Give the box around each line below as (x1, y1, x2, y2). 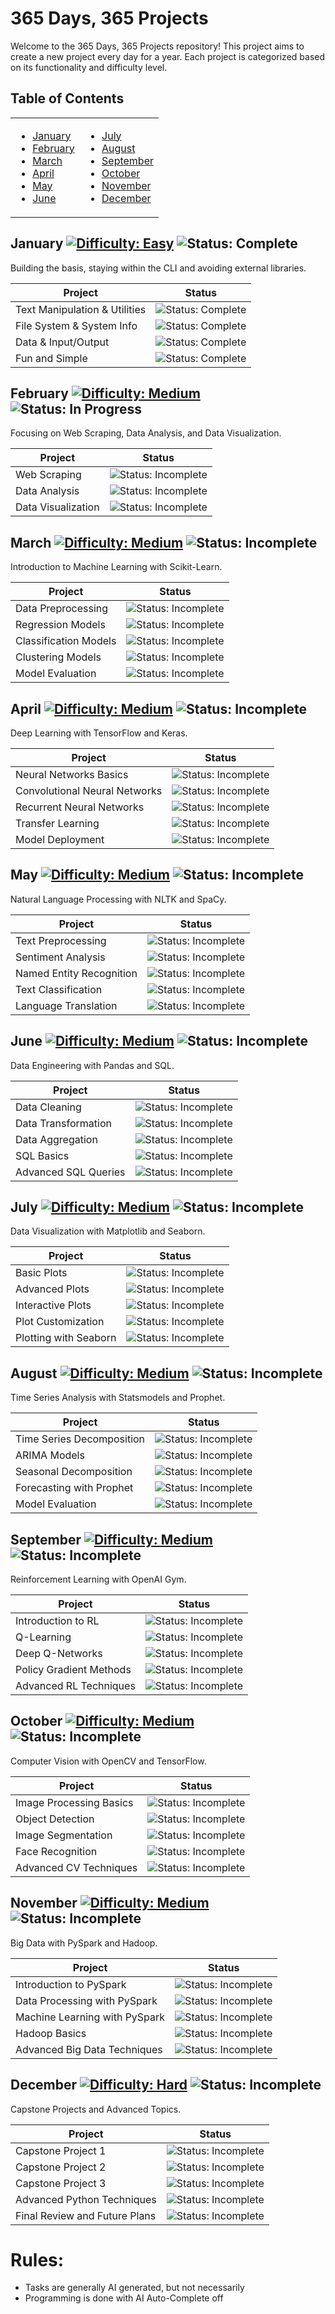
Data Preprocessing (15, 602, 109, 616)
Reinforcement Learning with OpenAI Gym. (10, 1573, 187, 1586)
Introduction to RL (15, 1614, 100, 1628)
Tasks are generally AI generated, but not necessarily (24, 2282, 245, 2294)
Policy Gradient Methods (15, 1663, 132, 1677)
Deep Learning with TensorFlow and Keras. (10, 727, 188, 739)
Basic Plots (15, 1266, 68, 1280)
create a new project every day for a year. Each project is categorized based (10, 50, 326, 62)
